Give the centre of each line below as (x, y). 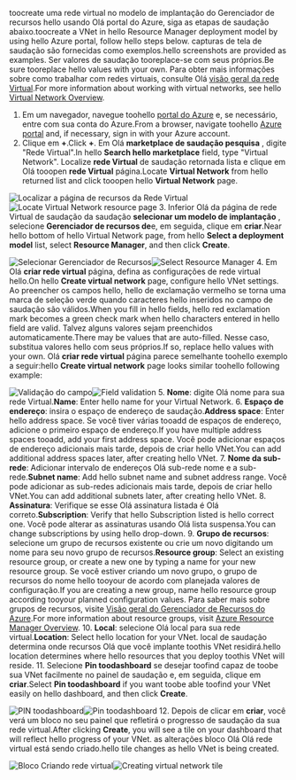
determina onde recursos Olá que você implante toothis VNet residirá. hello (145, 647)
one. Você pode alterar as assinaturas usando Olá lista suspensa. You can (143, 524)
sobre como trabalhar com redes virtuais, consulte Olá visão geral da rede (144, 78)
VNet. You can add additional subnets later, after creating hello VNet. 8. (138, 496)
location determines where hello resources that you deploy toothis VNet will (147, 656)
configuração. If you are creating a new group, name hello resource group (143, 590)
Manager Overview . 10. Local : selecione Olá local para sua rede (125, 628)
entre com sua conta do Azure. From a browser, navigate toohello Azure (152, 124)
